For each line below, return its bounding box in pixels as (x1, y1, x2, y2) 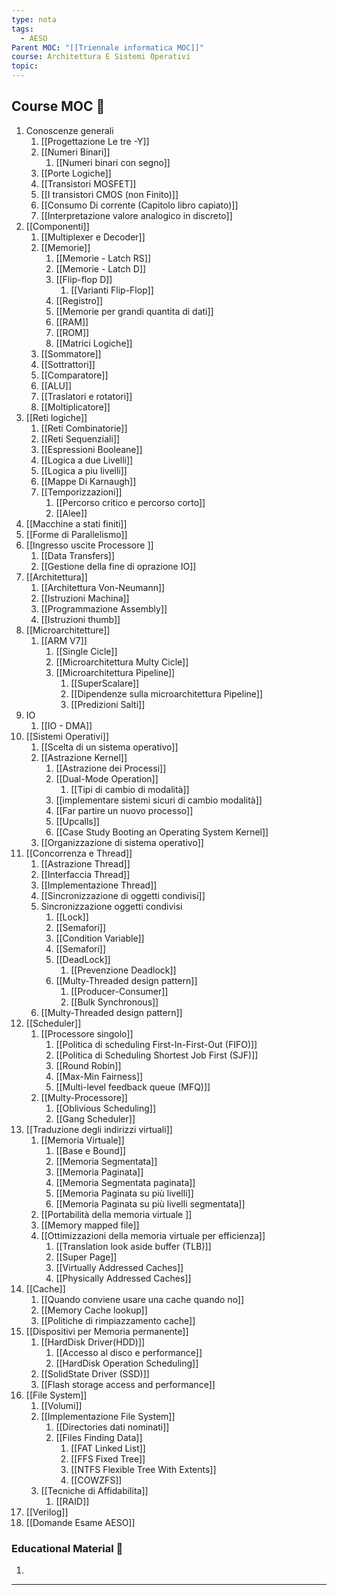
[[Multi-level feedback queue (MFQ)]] (55, 1081, 211, 1093)
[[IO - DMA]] (40, 719, 93, 731)
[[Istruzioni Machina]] (40, 592, 130, 604)
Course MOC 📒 (11, 98, 106, 115)
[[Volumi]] (40, 1399, 83, 1411)
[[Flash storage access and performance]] (40, 1378, 216, 1390)
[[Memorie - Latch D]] (55, 262, 147, 275)
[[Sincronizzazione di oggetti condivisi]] (40, 889, 206, 901)
